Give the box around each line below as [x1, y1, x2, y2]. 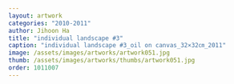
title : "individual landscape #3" [8, 34, 124, 42]
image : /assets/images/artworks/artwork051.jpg [8, 49, 171, 57]
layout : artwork [8, 11, 63, 20]
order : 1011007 [8, 64, 59, 72]
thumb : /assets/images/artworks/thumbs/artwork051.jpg [8, 57, 196, 65]
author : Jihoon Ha [8, 26, 70, 34]
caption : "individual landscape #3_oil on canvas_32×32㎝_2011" [8, 42, 227, 50]
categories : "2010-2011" [8, 19, 91, 27]
